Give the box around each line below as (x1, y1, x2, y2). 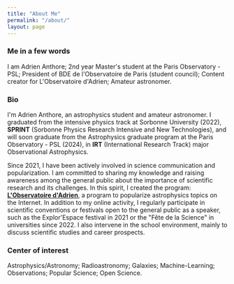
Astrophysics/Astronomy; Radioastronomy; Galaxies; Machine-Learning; (7, 262, 215, 270)
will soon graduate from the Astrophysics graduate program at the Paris (7, 132, 214, 141)
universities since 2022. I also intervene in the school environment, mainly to (7, 220, 228, 229)
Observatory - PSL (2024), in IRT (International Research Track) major (7, 140, 210, 148)
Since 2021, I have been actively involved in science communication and (7, 161, 215, 169)
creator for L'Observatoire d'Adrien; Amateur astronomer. (7, 77, 172, 85)
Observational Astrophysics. (7, 148, 89, 156)
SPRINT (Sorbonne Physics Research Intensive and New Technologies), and (7, 125, 227, 134)
